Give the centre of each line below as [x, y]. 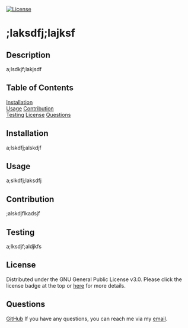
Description [28, 55]
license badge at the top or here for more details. [66, 285]
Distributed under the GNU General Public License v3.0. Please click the [94, 279]
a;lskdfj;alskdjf [24, 148]
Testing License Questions [39, 114]
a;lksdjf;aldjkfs [24, 247]
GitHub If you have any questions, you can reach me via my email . [87, 319]
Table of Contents [40, 88]
